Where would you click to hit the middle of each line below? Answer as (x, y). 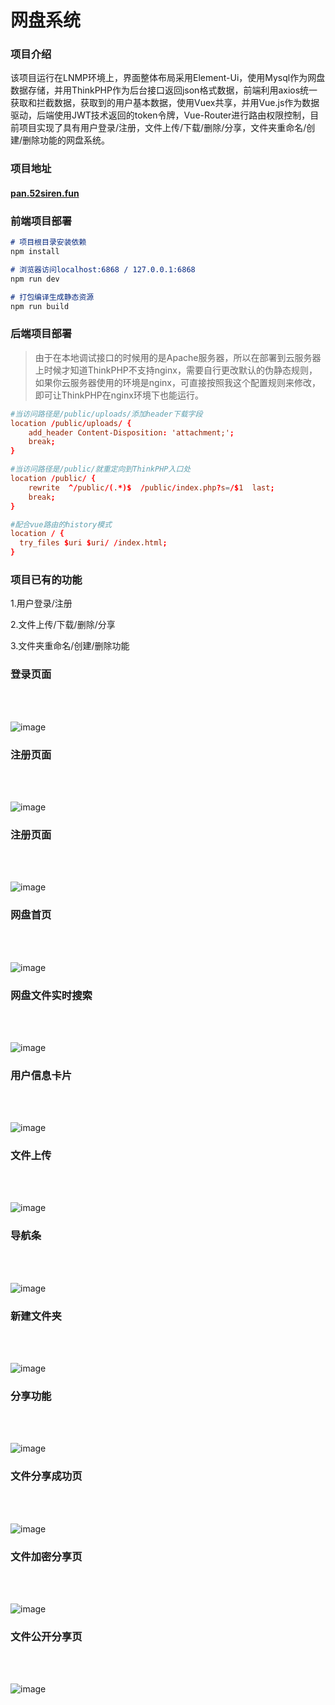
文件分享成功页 (46, 1476)
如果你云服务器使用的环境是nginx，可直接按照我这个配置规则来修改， (177, 382)
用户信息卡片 (41, 1075)
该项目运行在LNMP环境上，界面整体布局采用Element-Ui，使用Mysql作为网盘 (168, 78)
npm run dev (35, 279)
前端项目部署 (41, 221)
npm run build (40, 306)
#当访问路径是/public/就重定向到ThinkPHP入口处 (101, 469)
